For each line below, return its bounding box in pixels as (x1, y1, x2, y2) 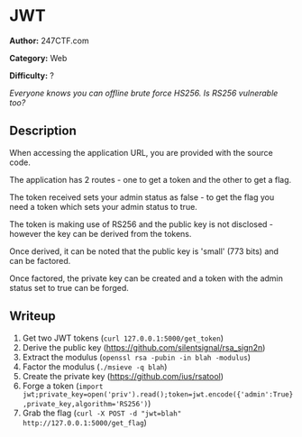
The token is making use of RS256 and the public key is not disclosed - (9, 218, 273, 230)
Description (9, 123, 77, 139)
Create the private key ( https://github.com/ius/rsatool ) (22, 370, 224, 381)
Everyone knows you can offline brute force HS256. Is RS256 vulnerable (9, 87, 279, 98)
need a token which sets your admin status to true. (9, 201, 198, 212)
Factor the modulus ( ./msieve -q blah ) (22, 361, 168, 372)
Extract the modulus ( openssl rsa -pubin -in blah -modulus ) (22, 351, 251, 362)
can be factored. (9, 255, 71, 266)
